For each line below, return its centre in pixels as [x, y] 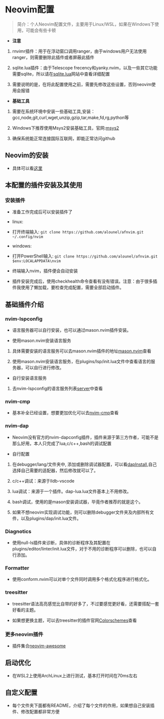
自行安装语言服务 [29, 378]
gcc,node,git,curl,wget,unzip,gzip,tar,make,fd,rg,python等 [70, 117]
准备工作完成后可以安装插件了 [42, 212]
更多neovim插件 [24, 634]
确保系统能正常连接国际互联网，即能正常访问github [64, 138]
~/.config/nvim [28, 237]
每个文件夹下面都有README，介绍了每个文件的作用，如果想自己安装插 [83, 705]
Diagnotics [18, 531]
